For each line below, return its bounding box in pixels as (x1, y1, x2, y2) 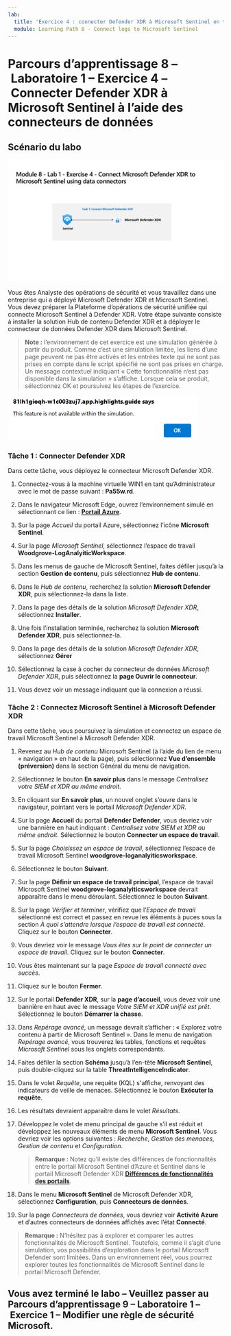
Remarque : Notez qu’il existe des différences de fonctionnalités (34, 1155, 217, 1163)
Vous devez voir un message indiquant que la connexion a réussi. (17, 685, 203, 694)
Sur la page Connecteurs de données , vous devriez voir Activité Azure (17, 1211, 219, 1219)
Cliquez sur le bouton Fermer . (17, 982, 103, 991)
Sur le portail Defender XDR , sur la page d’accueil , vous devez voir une (17, 995, 221, 1004)
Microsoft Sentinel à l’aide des (8, 99, 184, 115)
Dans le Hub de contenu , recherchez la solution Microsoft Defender (17, 583, 211, 591)
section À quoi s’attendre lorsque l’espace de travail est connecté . (17, 921, 206, 929)
